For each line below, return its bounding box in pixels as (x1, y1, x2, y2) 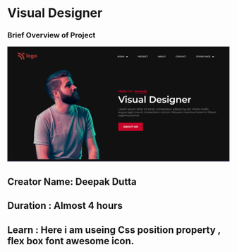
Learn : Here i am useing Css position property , (7, 224, 221, 236)
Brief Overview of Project (7, 30, 96, 40)
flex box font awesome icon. (7, 235, 135, 247)
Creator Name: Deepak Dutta (7, 176, 137, 188)
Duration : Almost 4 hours (7, 200, 123, 212)
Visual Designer (7, 5, 103, 21)
